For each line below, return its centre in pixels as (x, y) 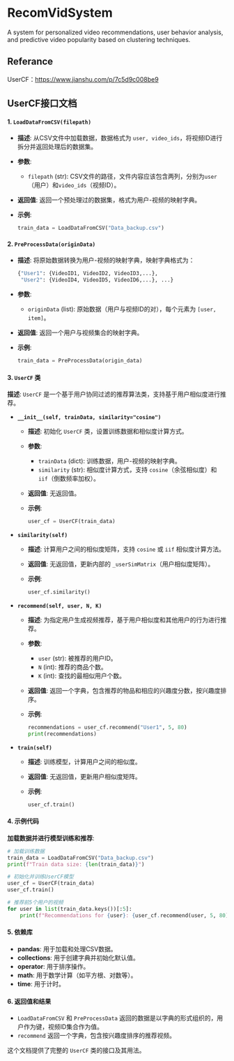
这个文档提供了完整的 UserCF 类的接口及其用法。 (76, 1051)
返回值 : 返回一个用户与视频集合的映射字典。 (80, 332)
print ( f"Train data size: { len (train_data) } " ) (76, 864)
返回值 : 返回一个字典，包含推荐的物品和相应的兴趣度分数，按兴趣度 (124, 690)
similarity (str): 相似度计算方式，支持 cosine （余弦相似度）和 (127, 470)
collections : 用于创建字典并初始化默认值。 (78, 958)
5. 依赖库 (20, 932)
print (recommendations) (62, 734)
